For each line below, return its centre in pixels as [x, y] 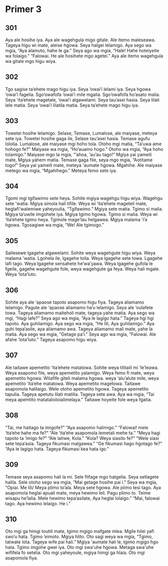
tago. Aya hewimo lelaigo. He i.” [38, 503]
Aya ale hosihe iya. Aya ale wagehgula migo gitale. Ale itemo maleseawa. [80, 40]
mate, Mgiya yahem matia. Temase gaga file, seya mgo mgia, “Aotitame [79, 160]
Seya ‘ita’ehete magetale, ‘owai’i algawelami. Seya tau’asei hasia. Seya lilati [82, 100]
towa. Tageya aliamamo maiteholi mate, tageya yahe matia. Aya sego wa [80, 313]
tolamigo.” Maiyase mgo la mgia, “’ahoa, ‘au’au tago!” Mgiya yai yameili [78, 154]
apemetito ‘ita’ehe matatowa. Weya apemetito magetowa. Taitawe [73, 384]
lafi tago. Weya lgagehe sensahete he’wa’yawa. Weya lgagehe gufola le [79, 264]
